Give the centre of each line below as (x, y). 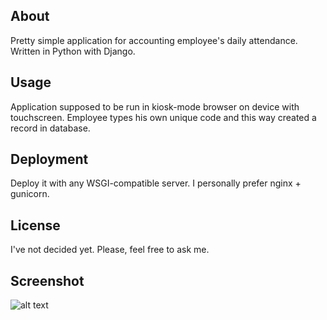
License (35, 225)
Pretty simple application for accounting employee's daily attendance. (154, 40)
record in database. (50, 128)
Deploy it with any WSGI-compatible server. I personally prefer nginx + (156, 183)
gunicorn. (30, 194)
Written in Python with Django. (73, 51)
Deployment (49, 159)
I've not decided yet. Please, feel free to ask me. (110, 250)
